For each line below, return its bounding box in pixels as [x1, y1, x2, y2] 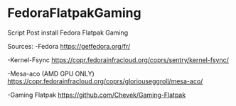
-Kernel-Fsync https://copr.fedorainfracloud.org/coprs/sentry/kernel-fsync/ [7, 55, 229, 64]
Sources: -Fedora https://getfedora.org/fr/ [7, 42, 131, 50]
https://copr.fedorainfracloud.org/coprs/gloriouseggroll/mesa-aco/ [7, 76, 203, 86]
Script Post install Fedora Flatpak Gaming [7, 28, 129, 37]
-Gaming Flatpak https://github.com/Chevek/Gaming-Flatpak [7, 90, 186, 99]
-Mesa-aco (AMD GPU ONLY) [7, 69, 95, 78]
